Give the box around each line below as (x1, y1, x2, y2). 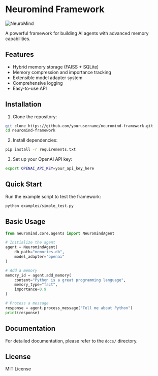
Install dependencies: (12, 137, 58, 143)
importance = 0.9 (14, 287, 47, 292)
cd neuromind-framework (5, 128, 56, 133)
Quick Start (5, 180, 42, 189)
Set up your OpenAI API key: (12, 156, 73, 162)
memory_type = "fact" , (14, 282, 58, 287)
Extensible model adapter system (12, 75, 83, 81)
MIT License (5, 366, 31, 372)
